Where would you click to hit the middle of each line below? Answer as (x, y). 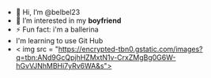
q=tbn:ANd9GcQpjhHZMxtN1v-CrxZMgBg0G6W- (96, 58)
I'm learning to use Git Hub (59, 41)
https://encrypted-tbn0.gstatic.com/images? (130, 49)
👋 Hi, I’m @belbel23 (48, 12)
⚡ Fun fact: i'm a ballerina (57, 29)
